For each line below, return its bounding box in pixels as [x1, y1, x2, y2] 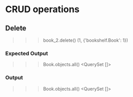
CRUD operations [5, 4, 80, 15]
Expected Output [5, 50, 48, 57]
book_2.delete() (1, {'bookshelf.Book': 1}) [43, 37, 128, 43]
